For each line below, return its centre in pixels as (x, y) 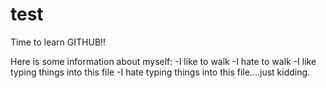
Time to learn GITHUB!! (58, 42)
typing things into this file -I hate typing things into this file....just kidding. (160, 72)
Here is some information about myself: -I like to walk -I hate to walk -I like (163, 61)
